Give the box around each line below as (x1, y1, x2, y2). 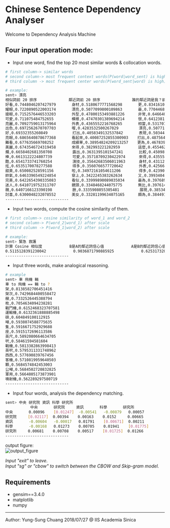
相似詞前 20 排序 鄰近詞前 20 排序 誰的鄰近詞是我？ (5, 98, 162, 103)
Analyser (5, 14, 45, 26)
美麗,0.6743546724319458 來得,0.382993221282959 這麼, (5, 144, 148, 150)
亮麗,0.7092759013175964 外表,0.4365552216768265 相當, (5, 121, 148, 126)
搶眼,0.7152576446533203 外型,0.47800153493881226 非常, (5, 111, 148, 116)
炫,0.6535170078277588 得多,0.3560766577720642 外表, (5, 164, 149, 169)
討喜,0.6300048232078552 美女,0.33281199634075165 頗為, (5, 192, 148, 197)
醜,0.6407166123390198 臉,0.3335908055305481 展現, (5, 187, 150, 192)
